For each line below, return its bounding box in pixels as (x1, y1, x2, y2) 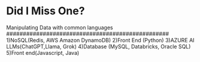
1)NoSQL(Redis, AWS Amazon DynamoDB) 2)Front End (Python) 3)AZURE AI (6, 36, 195, 44)
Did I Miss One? (6, 4, 85, 18)
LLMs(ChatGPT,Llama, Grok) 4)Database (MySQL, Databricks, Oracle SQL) (6, 43, 191, 50)
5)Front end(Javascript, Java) (6, 49, 80, 56)
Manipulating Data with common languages (6, 24, 114, 31)
